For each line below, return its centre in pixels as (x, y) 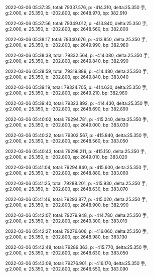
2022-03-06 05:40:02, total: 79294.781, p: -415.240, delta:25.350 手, (77, 119)
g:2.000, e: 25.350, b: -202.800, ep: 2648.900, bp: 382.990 (67, 205)
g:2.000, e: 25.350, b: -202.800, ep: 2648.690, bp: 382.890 (67, 109)
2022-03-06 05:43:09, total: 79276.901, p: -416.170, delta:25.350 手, (76, 263)
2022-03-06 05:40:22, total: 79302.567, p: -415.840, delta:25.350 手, (77, 135)
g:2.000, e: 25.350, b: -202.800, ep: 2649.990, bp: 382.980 (67, 45)
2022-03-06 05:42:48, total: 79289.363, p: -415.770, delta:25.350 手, (77, 247)
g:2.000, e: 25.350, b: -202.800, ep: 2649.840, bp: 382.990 (67, 61)
